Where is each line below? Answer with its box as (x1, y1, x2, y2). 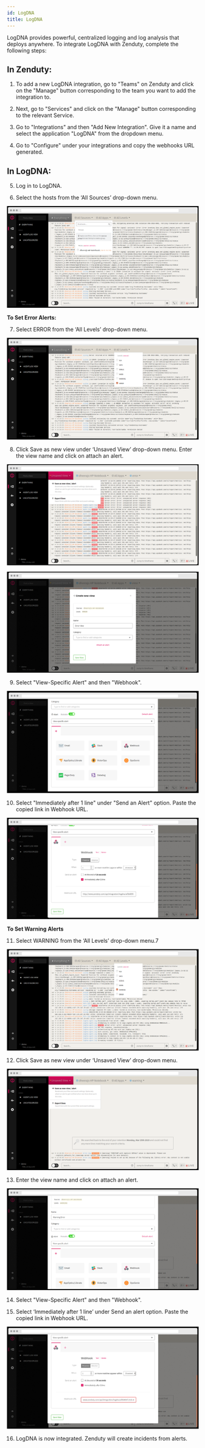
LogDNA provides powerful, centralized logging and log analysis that (7, 34, 179, 41)
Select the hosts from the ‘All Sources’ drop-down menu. (15, 194, 158, 201)
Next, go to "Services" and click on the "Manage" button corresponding (15, 105, 196, 113)
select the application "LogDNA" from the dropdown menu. (15, 130, 164, 137)
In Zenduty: (7, 64, 52, 74)
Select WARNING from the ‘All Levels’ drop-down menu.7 (15, 937, 159, 945)
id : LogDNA (7, 10, 35, 16)
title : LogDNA (7, 16, 43, 23)
